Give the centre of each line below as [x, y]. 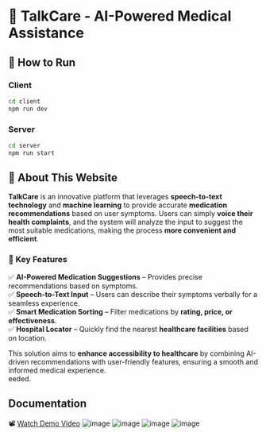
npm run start [32, 153]
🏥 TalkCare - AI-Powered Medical [120, 16]
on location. [28, 338]
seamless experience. [44, 303]
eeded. [20, 378]
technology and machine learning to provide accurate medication [118, 205]
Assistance [46, 33]
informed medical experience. [57, 370]
